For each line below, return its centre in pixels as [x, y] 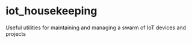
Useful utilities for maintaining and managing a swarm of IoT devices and [96, 27]
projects [16, 33]
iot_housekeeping [51, 11]
